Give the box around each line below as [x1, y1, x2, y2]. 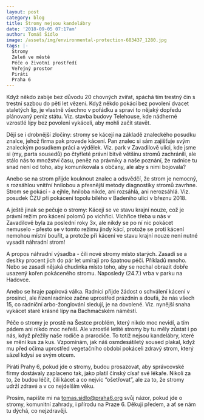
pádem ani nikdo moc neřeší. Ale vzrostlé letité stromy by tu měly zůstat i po [6, 326, 197, 333]
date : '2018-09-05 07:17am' [6, 26, 78, 32]
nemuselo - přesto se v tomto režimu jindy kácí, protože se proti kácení [6, 225, 184, 233]
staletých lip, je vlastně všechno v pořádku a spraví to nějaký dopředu [6, 106, 182, 114]
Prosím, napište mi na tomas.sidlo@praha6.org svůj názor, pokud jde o [6, 394, 183, 402]
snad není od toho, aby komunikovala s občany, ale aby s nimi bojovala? [6, 164, 186, 171]
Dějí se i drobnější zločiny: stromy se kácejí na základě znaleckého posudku [6, 131, 196, 139]
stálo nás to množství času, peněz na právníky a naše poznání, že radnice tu [6, 157, 197, 164]
